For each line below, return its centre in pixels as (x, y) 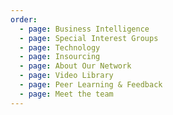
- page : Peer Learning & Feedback (91, 85)
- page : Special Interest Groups (89, 38)
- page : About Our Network (75, 66)
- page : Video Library (66, 76)
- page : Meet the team (66, 94)
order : (24, 19)
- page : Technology (60, 47)
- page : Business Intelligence (84, 29)
